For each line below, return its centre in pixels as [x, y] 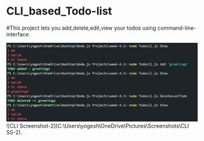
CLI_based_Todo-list [59, 11]
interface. [18, 34]
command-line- [177, 28]
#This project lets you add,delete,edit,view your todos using [81, 28]
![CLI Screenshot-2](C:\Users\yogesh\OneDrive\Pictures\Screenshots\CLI [98, 126]
